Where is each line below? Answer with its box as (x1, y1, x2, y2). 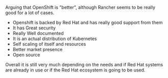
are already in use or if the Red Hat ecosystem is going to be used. (5, 67, 146, 73)
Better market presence (12, 47, 63, 52)
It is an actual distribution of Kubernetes (12, 35, 97, 42)
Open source (12, 52, 40, 58)
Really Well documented (12, 30, 64, 36)
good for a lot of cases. (5, 10, 55, 16)
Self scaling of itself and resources (12, 41, 86, 47)
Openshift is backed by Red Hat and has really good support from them (12, 20, 163, 25)
